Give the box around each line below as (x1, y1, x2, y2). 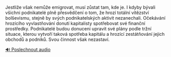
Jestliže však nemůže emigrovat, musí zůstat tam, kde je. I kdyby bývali (5, 5, 156, 10)
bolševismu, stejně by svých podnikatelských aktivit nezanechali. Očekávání (5, 15, 166, 21)
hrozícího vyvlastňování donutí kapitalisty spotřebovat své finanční (5, 20, 145, 26)
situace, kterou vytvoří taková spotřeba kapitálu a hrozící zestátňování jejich (5, 31, 165, 37)
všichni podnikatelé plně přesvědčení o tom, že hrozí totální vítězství (5, 10, 149, 16)
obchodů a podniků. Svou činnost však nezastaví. (5, 36, 110, 42)
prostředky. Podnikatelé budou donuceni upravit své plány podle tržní (5, 26, 152, 32)
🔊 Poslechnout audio (5, 46, 51, 52)
